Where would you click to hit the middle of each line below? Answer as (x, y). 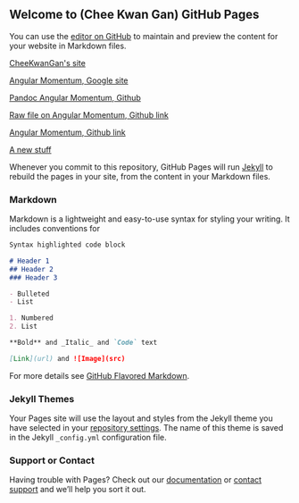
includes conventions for (55, 229)
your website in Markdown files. (68, 46)
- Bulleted (29, 294)
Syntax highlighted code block (67, 245)
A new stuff (30, 149)
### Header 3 (33, 277)
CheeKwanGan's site (48, 63)
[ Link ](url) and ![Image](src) (67, 358)
